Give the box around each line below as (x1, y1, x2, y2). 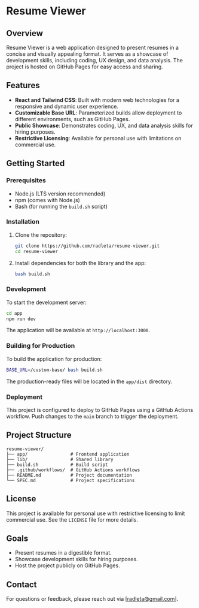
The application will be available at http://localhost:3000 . (6, 327, 151, 334)
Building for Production (6, 342, 75, 350)
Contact (6, 579, 37, 589)
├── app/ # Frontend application (6, 451, 130, 457)
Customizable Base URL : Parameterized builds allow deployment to (14, 109, 182, 116)
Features (6, 80, 40, 91)
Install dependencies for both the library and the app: (14, 259, 146, 266)
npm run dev (6, 316, 36, 322)
